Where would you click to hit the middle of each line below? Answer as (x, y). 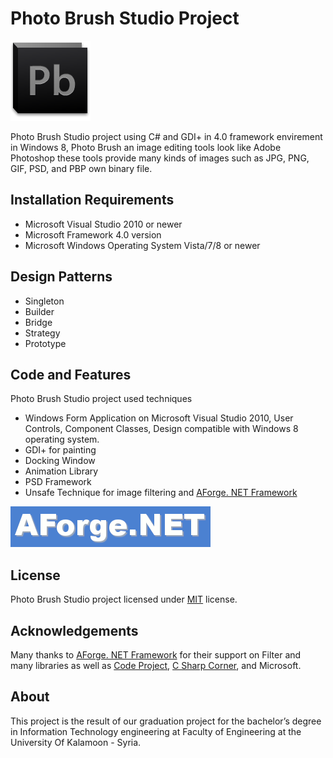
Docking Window (60, 461)
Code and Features (71, 374)
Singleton (44, 301)
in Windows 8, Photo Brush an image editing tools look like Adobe (146, 147)
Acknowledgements (74, 630)
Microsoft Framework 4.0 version (93, 234)
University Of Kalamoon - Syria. (76, 742)
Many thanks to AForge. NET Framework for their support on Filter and (156, 655)
